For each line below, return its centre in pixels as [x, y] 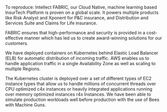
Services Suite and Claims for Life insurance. [51, 23]
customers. [17, 43]
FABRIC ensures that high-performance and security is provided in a [75, 33]
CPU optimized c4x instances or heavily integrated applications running [79, 89]
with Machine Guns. [26, 105]
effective [14, 38]
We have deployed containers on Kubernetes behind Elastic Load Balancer [82, 53]
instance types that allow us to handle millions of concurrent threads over [81, 84]
